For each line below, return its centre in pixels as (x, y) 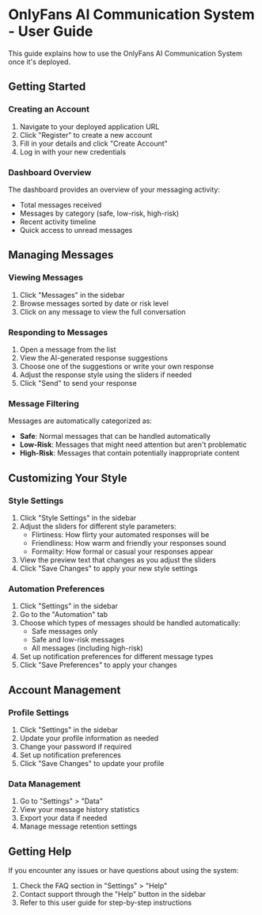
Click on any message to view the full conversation (103, 311)
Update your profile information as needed (89, 738)
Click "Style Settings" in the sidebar (78, 517)
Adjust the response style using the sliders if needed (106, 375)
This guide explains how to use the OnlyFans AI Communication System (125, 53)
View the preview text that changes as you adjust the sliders (118, 559)
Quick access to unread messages (76, 230)
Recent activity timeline (58, 221)
